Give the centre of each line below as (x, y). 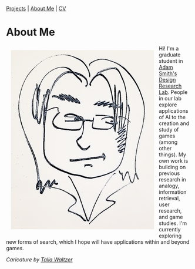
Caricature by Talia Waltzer (39, 259)
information (173, 192)
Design (167, 79)
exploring (170, 236)
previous (169, 173)
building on (172, 167)
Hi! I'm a (169, 48)
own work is (174, 160)
